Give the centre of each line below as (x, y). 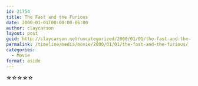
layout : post (22, 34)
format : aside (24, 61)
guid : (13, 39)
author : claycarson (30, 28)
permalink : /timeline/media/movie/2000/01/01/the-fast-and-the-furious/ (97, 45)
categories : (21, 50)
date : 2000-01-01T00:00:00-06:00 (47, 22)
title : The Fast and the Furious (47, 17)
